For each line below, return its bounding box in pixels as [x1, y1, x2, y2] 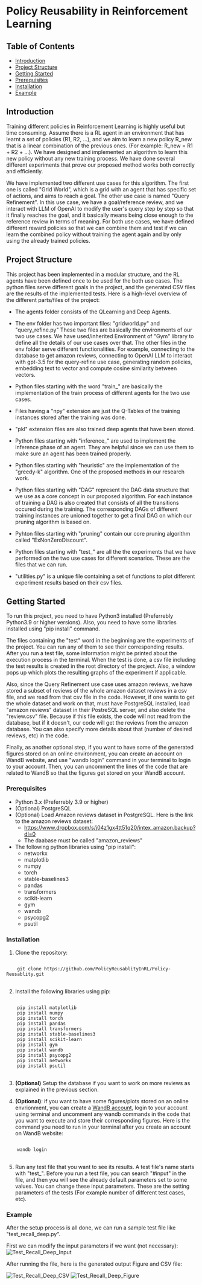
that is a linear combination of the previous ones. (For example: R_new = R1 [6, 142, 193, 149]
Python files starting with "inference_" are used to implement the [14, 437, 176, 444]
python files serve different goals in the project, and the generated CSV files [6, 283, 196, 290]
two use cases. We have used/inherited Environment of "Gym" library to [14, 332, 194, 339]
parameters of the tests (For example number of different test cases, [14, 1189, 186, 1196]
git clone [17, 966, 42, 972]
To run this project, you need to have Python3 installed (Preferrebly [6, 612, 174, 620]
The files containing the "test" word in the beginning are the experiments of [6, 637, 194, 644]
